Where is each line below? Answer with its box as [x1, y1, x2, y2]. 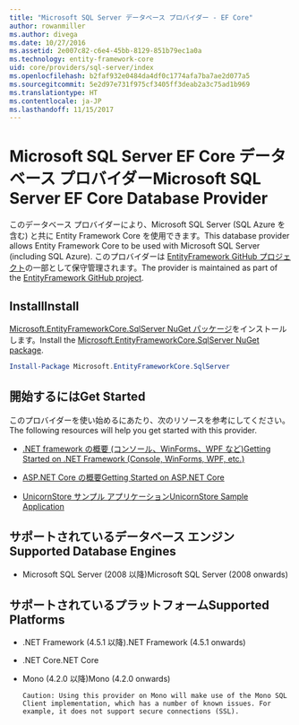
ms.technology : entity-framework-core [9, 55, 154, 64]
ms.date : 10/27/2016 [9, 38, 87, 48]
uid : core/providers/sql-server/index [9, 64, 154, 73]
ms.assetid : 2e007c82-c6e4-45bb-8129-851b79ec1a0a [9, 47, 202, 56]
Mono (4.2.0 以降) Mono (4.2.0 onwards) [21, 674, 171, 685]
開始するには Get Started [9, 389, 146, 405]
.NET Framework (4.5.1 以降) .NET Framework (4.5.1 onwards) [21, 637, 246, 648]
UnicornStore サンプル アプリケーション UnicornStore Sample [21, 491, 249, 502]
